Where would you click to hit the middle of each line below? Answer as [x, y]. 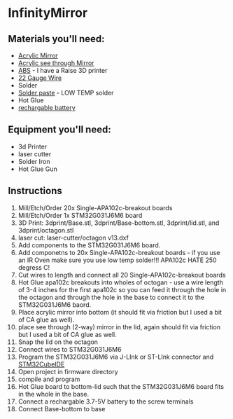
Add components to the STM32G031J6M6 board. [89, 245]
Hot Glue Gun [38, 169]
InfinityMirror [48, 13]
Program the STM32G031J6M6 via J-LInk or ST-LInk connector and [116, 357]
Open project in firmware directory [68, 371]
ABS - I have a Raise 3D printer [63, 70]
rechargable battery [47, 108]
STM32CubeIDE [41, 364]
